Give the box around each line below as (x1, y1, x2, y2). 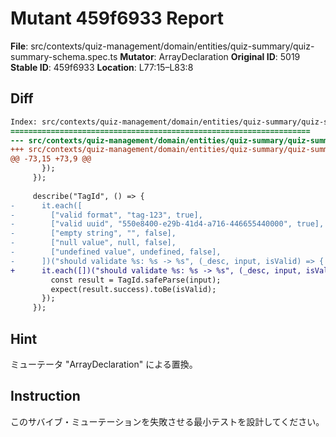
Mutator (119, 50, 155, 62)
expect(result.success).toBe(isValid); (50, 284, 217, 294)
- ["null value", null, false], (10, 238, 177, 248)
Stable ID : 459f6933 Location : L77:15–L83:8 (10, 61, 194, 73)
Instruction (10, 388, 81, 405)
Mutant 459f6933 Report (10, 7, 225, 30)
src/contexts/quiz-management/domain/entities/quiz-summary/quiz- (30, 40, 315, 52)
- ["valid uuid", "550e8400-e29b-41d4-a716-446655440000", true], (10, 219, 325, 229)
